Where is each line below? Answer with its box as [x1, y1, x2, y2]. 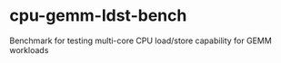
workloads [9, 44, 49, 55]
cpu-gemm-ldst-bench [9, 5, 187, 26]
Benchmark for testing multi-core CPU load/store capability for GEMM [9, 35, 273, 46]
